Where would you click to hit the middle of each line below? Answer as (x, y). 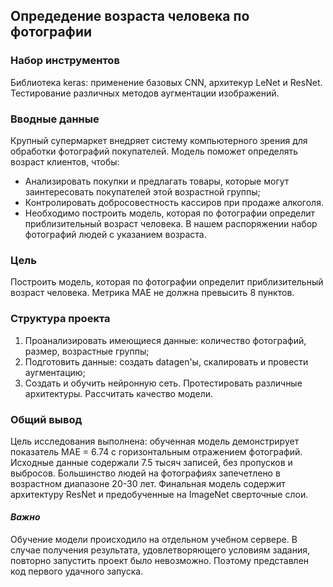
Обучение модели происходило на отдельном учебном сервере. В (154, 540)
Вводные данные (55, 119)
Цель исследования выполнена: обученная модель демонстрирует (155, 441)
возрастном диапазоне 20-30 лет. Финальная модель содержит (148, 483)
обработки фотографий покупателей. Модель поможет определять (154, 151)
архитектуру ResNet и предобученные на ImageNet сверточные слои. (159, 494)
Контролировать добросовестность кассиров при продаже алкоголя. (174, 202)
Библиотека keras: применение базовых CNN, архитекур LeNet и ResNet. (166, 82)
